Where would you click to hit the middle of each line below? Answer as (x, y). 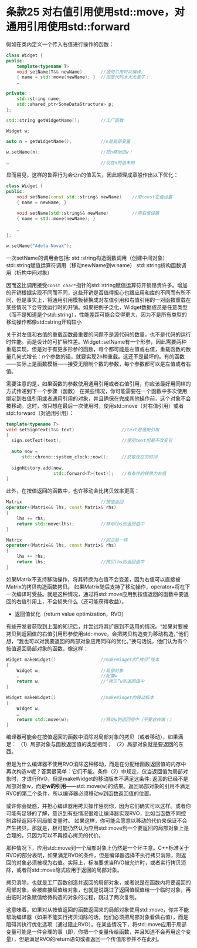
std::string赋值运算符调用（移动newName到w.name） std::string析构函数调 (96, 265)
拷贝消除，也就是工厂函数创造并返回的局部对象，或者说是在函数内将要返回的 (98, 883)
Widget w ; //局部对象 (70, 671)
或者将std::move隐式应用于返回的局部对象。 (69, 870)
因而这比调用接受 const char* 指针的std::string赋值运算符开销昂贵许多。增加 (97, 285)
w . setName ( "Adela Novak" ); (39, 246)
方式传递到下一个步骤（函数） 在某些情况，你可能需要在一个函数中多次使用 (97, 391)
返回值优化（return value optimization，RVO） (71, 614)
